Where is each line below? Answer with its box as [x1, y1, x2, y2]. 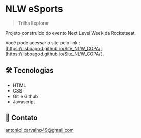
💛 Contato [5, 113, 38, 122]
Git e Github [12, 93, 38, 99]
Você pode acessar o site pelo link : [5, 39, 80, 46]
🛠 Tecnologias [5, 66, 54, 75]
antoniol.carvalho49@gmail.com [5, 127, 74, 133]
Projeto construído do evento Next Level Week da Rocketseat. [5, 30, 136, 36]
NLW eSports [5, 3, 63, 15]
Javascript [12, 98, 35, 105]
